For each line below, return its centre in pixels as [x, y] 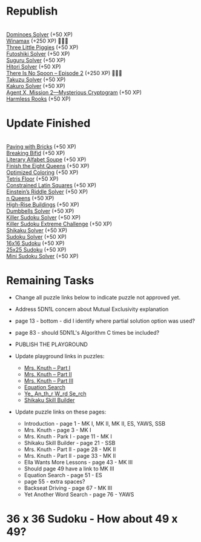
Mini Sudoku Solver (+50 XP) [42, 256]
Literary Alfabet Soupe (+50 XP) [46, 159]
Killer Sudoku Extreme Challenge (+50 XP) [59, 224]
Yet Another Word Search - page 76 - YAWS [79, 494]
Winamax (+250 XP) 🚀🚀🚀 [37, 41]
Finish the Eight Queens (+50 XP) [48, 166]
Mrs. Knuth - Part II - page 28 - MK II [70, 449]
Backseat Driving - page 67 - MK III [68, 488]
